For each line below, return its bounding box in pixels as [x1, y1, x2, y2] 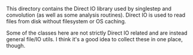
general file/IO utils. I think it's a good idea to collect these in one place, [6, 36, 183, 42]
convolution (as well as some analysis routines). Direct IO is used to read [6, 11, 186, 19]
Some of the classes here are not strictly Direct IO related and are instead [6, 29, 188, 36]
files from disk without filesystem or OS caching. [6, 18, 126, 25]
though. [6, 42, 26, 49]
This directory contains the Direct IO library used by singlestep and [6, 5, 172, 12]
